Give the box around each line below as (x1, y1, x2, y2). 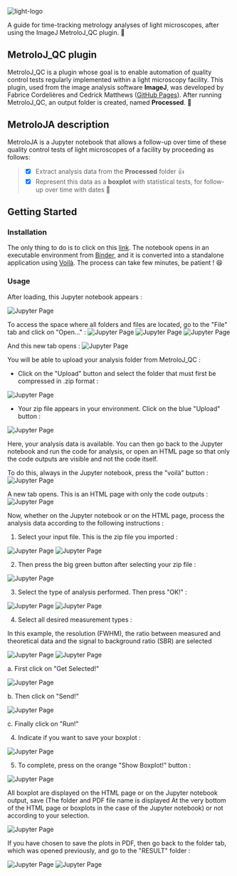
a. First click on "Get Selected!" (7, 664, 100, 672)
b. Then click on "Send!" (7, 692, 80, 700)
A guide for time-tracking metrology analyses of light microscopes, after (7, 21, 219, 29)
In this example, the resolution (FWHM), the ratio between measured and (7, 629, 221, 637)
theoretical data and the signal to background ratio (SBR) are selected (7, 637, 212, 645)
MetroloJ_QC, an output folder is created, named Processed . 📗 (7, 98, 192, 106)
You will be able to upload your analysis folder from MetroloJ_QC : (7, 355, 201, 364)
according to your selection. (7, 811, 90, 820)
